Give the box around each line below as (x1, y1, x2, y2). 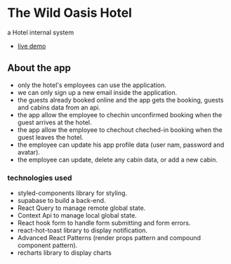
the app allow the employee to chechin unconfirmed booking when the (17, 110, 223, 119)
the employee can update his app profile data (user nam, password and (17, 140, 225, 149)
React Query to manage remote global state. (17, 204, 146, 212)
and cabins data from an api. (17, 103, 100, 112)
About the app (7, 62, 72, 74)
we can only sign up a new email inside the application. (17, 88, 178, 96)
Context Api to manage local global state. (17, 211, 137, 220)
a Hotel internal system (7, 28, 74, 37)
